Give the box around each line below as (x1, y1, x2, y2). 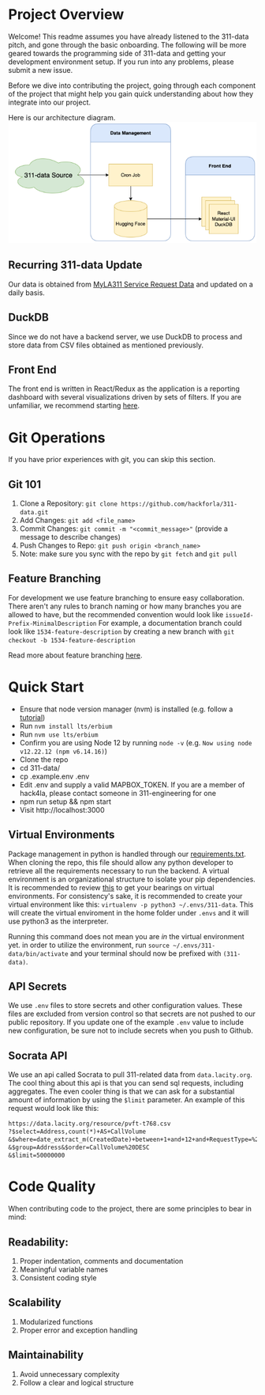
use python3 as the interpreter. (8, 916, 109, 926)
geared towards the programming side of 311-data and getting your (8, 48, 226, 58)
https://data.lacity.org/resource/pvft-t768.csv (8, 1120, 171, 1128)
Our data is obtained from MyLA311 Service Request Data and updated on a (8, 279, 254, 289)
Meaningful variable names (19, 1264, 109, 1275)
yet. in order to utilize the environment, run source (8, 940, 170, 950)
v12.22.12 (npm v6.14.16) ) (19, 746, 108, 756)
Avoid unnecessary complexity (19, 1369, 120, 1378)
